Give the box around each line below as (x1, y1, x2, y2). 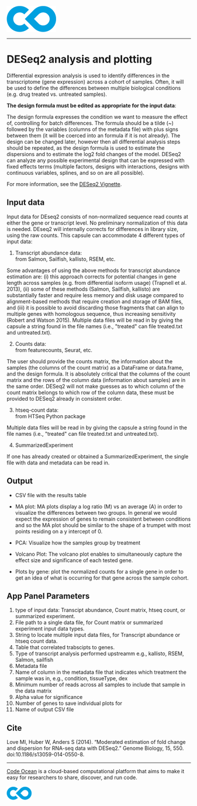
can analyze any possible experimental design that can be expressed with (6, 157, 185, 164)
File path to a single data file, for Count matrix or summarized (15, 619, 163, 626)
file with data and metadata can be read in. (6, 459, 110, 466)
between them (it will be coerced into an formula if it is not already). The (6, 132, 181, 139)
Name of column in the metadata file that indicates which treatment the (15, 669, 186, 676)
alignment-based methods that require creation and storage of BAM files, (6, 298, 183, 305)
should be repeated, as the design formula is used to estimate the (6, 144, 165, 151)
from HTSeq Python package (15, 412, 86, 419)
